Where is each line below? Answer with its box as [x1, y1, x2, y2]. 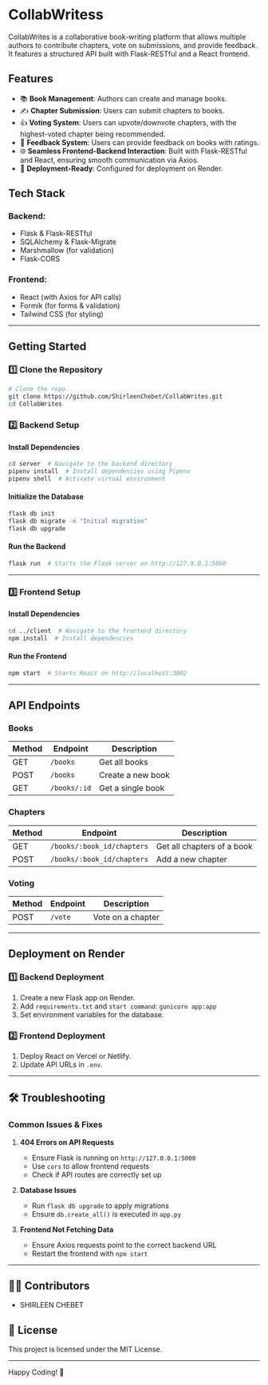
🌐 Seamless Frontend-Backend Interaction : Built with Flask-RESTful [19, 146, 247, 156]
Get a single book [99, 783, 165, 794]
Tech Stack [8, 187, 65, 200]
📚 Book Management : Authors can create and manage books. [19, 93, 227, 103]
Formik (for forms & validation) [19, 301, 120, 310]
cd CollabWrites [8, 401, 62, 408]
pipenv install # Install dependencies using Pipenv [8, 468, 191, 475]
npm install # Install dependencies [8, 634, 134, 642]
